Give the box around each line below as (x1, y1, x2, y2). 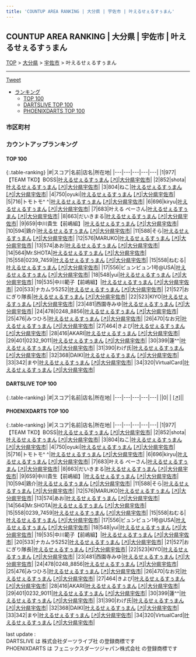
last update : (6, 630, 36, 638)
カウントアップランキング (6, 140, 78, 149)
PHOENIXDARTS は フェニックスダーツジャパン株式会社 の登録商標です (6, 645, 178, 652)
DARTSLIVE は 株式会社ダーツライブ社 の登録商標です (6, 637, 135, 644)
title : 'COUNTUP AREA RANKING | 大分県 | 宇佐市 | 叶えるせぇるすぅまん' (6, 8, 175, 15)
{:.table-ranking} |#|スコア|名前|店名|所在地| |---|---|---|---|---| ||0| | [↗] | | (6, 394, 184, 401)
